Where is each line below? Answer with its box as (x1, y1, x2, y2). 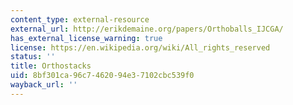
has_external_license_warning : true (10, 33, 163, 43)
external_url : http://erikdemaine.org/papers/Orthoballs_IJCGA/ (10, 24, 284, 34)
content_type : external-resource (10, 14, 150, 25)
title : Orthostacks (10, 61, 92, 71)
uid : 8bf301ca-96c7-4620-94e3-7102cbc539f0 (10, 71, 195, 81)
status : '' (10, 52, 56, 62)
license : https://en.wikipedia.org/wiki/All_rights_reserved (10, 42, 271, 53)
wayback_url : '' (10, 80, 78, 90)
